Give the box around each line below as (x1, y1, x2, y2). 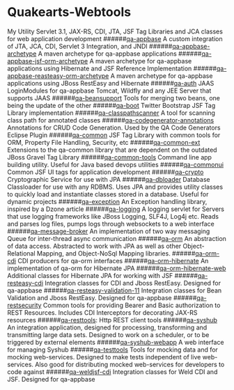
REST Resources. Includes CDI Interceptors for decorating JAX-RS (7, 308, 198, 317)
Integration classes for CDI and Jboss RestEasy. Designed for (45, 279, 221, 287)
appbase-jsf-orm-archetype (7, 56, 88, 65)
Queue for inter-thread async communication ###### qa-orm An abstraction (7, 234, 226, 242)
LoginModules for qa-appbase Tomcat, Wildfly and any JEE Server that (7, 86, 212, 95)
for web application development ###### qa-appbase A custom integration (7, 34, 223, 42)
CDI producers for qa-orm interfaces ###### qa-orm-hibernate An (17, 256, 209, 265)
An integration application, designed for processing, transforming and (7, 323, 208, 331)
